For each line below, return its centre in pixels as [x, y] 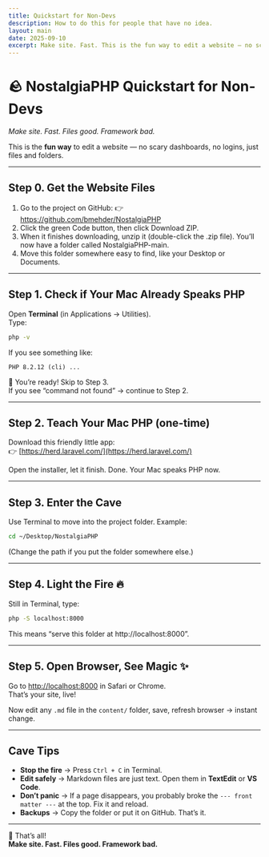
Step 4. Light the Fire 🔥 [66, 584]
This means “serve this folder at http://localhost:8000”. [99, 634]
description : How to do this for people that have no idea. [111, 23]
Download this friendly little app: [62, 442]
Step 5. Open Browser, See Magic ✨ [99, 667]
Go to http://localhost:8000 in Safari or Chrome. [87, 686]
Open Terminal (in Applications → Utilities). [80, 314]
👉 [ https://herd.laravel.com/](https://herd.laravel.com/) [100, 451]
